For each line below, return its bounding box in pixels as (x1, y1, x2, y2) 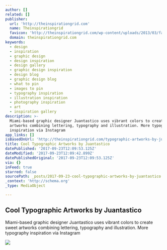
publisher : (5, 16, 28, 21)
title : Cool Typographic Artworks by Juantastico (5, 141, 110, 147)
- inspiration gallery (9, 109, 57, 115)
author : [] (5, 7, 28, 12)
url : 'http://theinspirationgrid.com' (9, 21, 90, 26)
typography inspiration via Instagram (5, 230, 81, 236)
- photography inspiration (9, 100, 66, 105)
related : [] (5, 12, 30, 17)
